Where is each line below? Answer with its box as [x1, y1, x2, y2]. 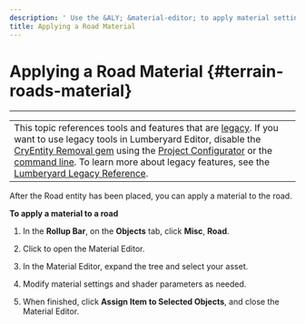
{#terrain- [206, 61, 284, 82]
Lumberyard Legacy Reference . [14, 167, 149, 180]
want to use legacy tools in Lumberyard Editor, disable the [14, 133, 261, 146]
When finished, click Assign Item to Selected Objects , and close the [22, 297, 280, 308]
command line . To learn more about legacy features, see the [14, 156, 271, 168]
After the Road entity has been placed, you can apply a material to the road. [9, 190, 292, 201]
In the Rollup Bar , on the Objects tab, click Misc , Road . [22, 226, 230, 237]
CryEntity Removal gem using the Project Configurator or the [14, 145, 273, 157]
